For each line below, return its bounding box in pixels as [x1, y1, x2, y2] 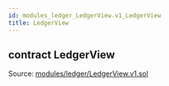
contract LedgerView [8, 48, 115, 62]
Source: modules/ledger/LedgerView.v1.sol [8, 69, 148, 79]
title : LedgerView [8, 19, 69, 27]
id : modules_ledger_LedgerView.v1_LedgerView [8, 11, 161, 20]
